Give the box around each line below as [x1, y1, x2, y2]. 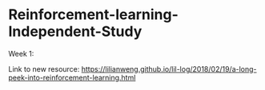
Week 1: [8, 49, 34, 58]
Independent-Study [8, 22, 143, 41]
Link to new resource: [8, 64, 80, 73]
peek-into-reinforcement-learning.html [8, 72, 136, 82]
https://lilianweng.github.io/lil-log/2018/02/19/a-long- [81, 64, 258, 73]
